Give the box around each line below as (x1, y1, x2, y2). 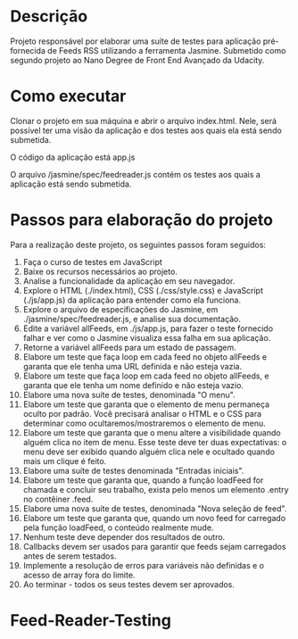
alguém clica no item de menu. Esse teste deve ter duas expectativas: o (22, 436, 287, 447)
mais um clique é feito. (22, 455, 107, 466)
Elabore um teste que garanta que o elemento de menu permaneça (22, 399, 270, 410)
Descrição (10, 6, 88, 27)
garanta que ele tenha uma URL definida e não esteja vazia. (22, 361, 243, 371)
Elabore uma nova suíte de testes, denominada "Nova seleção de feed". (22, 502, 287, 514)
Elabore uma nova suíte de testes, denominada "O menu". (22, 389, 236, 400)
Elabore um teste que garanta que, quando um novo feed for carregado (22, 512, 286, 523)
